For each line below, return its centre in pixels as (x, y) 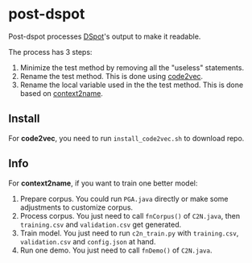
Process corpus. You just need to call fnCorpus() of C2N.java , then (130, 215)
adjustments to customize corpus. (76, 207)
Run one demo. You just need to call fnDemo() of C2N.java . (116, 250)
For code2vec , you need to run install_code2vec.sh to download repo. (126, 138)
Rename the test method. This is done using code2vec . (112, 76)
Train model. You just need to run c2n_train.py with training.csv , (129, 233)
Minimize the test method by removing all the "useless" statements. (132, 67)
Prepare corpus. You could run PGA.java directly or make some (124, 198)
